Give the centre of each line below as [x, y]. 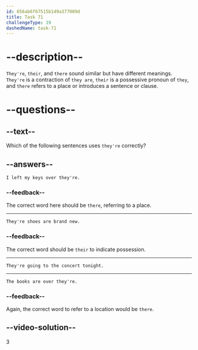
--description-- [45, 57]
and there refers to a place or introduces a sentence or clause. [82, 86]
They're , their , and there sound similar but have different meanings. [89, 74]
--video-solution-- [41, 328]
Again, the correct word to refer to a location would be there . [80, 309]
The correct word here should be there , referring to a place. [79, 205]
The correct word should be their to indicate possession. [76, 249]
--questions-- [41, 110]
